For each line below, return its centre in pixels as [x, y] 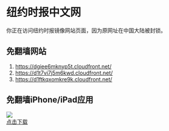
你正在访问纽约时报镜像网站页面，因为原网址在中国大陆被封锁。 [86, 30]
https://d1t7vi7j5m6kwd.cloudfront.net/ [64, 73]
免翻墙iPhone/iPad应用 [50, 100]
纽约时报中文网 [44, 12]
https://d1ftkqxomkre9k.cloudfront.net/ [64, 79]
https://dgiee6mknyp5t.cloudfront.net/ [63, 66]
